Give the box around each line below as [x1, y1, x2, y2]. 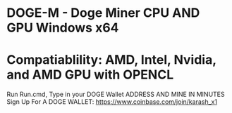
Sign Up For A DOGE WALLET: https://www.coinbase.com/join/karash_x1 [6, 98, 218, 106]
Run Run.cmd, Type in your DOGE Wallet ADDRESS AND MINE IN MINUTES [6, 90, 225, 99]
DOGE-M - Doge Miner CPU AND [6, 5, 200, 21]
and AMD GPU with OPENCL [6, 67, 174, 83]
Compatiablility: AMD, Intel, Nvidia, [6, 52, 216, 68]
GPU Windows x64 [6, 20, 119, 36]
